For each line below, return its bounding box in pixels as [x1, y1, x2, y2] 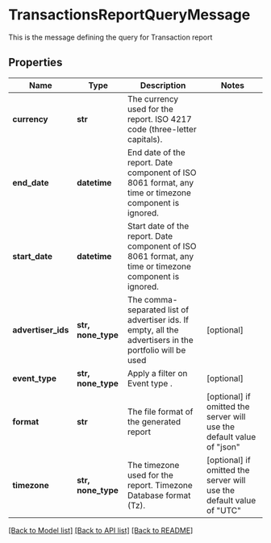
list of [168, 304, 190, 315]
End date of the [127, 147, 186, 158]
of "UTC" [206, 504, 242, 516]
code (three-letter [127, 123, 197, 135]
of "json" [206, 441, 240, 453]
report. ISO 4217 [127, 113, 192, 124]
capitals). [127, 133, 163, 144]
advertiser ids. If [127, 314, 190, 325]
